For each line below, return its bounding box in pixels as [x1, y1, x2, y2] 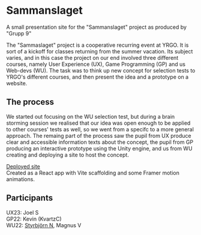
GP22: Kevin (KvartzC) [6, 215, 62, 222]
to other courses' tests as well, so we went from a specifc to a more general [6, 125, 194, 132]
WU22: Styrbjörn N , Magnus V [6, 221, 82, 228]
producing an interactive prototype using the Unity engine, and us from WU [6, 144, 193, 152]
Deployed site [6, 162, 41, 170]
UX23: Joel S [6, 209, 39, 216]
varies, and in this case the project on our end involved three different [6, 54, 179, 61]
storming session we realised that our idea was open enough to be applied [6, 119, 191, 126]
